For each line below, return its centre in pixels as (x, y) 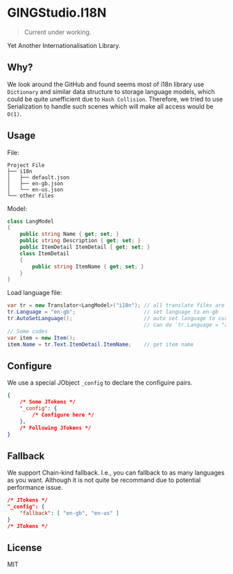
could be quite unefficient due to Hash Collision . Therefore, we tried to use (115, 99)
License (25, 548)
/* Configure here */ (63, 415)
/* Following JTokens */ (55, 428)
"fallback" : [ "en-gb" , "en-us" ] (69, 513)
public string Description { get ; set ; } (80, 241)
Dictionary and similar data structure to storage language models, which (111, 91)
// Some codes (28, 331)
